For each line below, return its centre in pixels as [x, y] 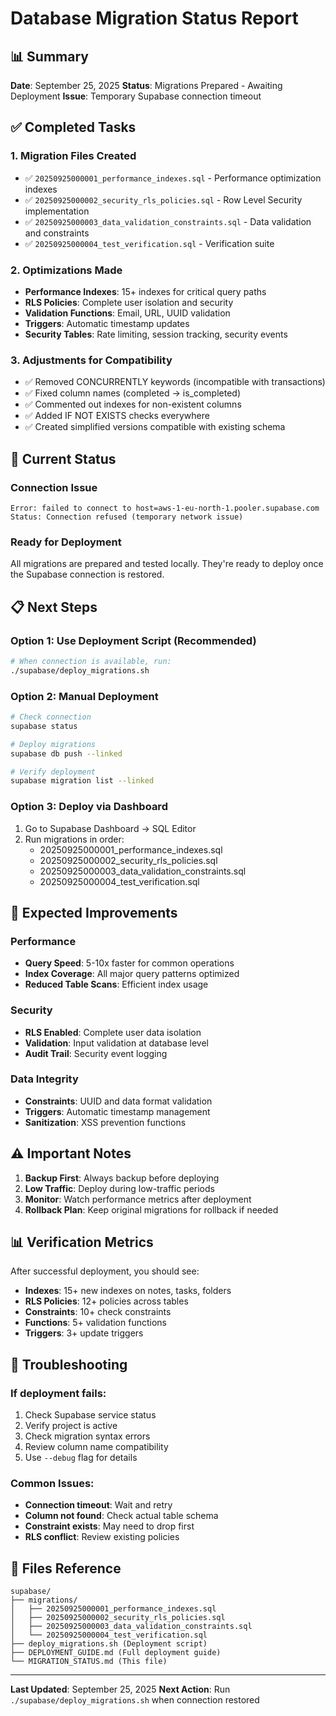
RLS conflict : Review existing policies [102, 1537]
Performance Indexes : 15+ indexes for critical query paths [145, 291]
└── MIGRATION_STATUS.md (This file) [89, 1662]
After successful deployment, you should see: [105, 1271]
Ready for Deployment [66, 542]
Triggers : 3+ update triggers [84, 1333]
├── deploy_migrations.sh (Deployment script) [109, 1644]
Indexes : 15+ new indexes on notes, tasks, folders [128, 1291]
